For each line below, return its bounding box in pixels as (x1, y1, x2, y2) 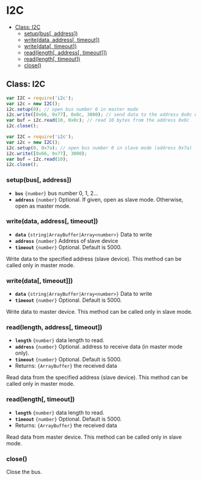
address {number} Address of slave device (14, 237, 118, 244)
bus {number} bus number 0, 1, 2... (14, 190, 99, 197)
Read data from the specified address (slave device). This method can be (6, 374, 188, 381)
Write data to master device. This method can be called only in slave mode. (6, 308, 193, 316)
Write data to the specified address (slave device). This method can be (6, 255, 182, 262)
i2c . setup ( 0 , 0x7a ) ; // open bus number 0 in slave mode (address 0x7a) (6, 145, 192, 151)
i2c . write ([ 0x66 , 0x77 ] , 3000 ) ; (6, 151, 87, 157)
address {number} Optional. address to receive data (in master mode (14, 343, 183, 350)
